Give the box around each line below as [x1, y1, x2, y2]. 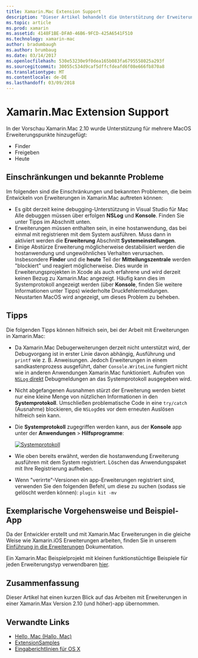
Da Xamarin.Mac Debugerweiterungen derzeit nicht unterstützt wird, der [14, 343, 190, 351]
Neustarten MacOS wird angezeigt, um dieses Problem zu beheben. [14, 293, 180, 300]
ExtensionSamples [14, 639, 60, 646]
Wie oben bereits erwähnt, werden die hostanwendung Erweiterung [14, 452, 179, 459]
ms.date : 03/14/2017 [6, 53, 57, 58]
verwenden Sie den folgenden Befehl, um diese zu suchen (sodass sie [14, 482, 186, 490]
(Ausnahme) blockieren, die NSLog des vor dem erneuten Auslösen [14, 405, 174, 413]
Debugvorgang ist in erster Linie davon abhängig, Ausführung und [14, 350, 176, 357]
